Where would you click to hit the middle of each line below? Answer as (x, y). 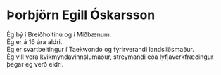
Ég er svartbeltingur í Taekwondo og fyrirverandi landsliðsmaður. (101, 49)
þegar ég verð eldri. (35, 64)
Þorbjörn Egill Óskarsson (81, 15)
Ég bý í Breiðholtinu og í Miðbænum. (59, 34)
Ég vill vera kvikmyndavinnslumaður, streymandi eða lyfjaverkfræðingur (110, 57)
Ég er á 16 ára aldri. (34, 41)
